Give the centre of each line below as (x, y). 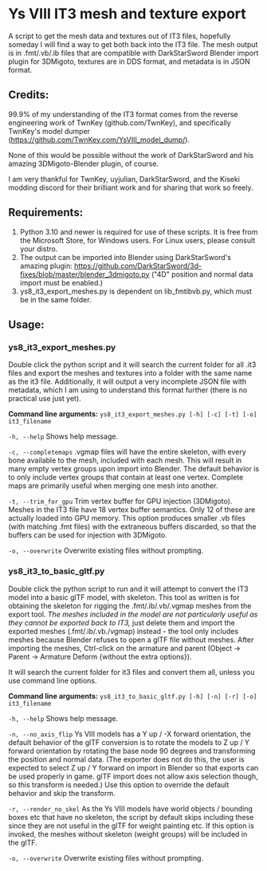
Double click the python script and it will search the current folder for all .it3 (132, 365)
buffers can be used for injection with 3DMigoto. (88, 535)
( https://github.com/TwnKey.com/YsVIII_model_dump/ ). (99, 140)
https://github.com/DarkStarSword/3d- (138, 266)
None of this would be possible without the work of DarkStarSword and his (131, 155)
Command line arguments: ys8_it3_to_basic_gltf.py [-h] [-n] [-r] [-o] (133, 696)
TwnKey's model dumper (49, 131)
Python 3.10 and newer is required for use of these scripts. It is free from (139, 231)
